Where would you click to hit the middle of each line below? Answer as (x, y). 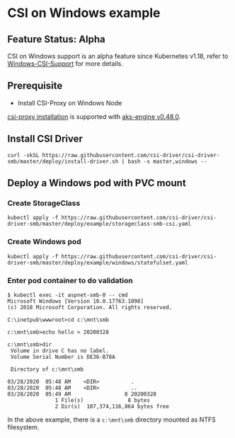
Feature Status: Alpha (57, 39)
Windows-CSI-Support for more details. (65, 64)
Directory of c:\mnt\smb (47, 369)
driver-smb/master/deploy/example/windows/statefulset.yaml (98, 263)
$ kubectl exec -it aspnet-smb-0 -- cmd (68, 295)
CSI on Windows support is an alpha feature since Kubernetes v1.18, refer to (118, 56)
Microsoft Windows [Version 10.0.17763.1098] (75, 301)
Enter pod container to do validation (70, 280)
